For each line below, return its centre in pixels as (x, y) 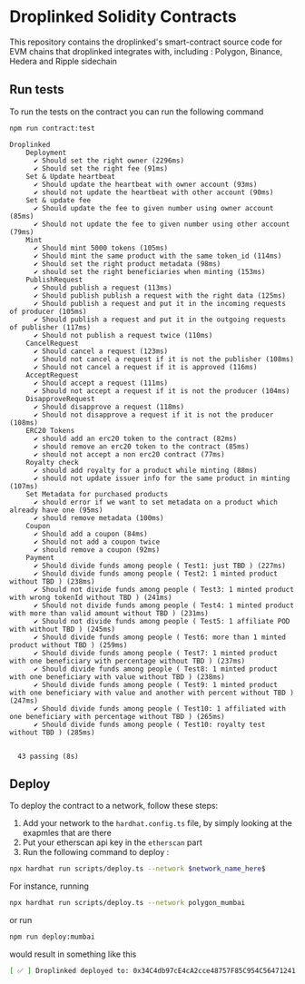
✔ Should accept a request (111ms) (101, 383)
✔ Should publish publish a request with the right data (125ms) (159, 295)
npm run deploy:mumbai (52, 937)
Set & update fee (59, 200)
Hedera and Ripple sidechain (64, 61)
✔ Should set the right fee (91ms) (101, 168)
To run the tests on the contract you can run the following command (137, 112)
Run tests (37, 89)
